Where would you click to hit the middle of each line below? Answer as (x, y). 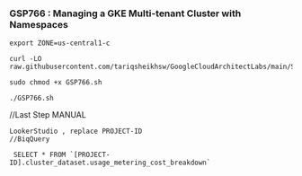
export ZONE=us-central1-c (60, 43)
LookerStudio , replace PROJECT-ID (76, 132)
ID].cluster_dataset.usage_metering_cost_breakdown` (110, 163)
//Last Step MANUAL (48, 115)
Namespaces (39, 24)
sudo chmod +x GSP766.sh (56, 83)
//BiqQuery (30, 139)
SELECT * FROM (40, 155)
